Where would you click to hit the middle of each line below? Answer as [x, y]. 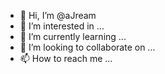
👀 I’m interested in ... [62, 26]
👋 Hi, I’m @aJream [58, 15]
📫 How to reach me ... [66, 58]
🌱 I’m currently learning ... [73, 36]
